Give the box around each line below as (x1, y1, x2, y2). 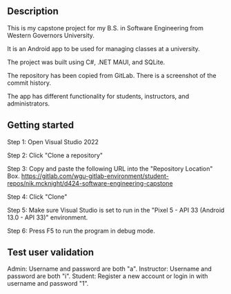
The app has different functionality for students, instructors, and (7, 92, 190, 100)
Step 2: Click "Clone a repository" (7, 151, 103, 159)
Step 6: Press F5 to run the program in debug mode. (7, 226, 155, 235)
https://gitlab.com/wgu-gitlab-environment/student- (21, 172, 169, 180)
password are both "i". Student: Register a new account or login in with (7, 272, 208, 280)
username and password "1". (7, 280, 89, 288)
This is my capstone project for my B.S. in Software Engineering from (7, 23, 203, 32)
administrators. (7, 99, 50, 108)
